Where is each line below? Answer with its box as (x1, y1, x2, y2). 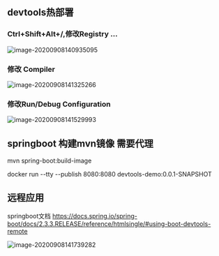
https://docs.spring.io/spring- (52, 211, 137, 220)
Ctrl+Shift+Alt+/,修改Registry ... (7, 29, 118, 39)
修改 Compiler (7, 64, 56, 74)
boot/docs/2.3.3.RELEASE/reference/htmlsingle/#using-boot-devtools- (7, 219, 211, 228)
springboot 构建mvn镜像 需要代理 (7, 137, 153, 149)
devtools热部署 (7, 6, 75, 19)
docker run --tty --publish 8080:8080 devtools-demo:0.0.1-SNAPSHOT (7, 170, 213, 179)
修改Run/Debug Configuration (7, 99, 111, 109)
